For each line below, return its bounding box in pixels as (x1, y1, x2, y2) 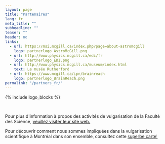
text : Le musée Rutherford (14, 67, 70, 72)
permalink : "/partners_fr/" (5, 80, 63, 85)
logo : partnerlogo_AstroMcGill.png (14, 48, 87, 53)
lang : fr (5, 16, 23, 21)
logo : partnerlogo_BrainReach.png (14, 76, 85, 81)
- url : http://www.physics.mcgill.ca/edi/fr (9, 53, 103, 58)
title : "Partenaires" (5, 12, 50, 17)
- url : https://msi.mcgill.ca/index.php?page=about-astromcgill (9, 44, 145, 49)
